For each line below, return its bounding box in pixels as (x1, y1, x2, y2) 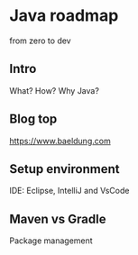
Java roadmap (9, 5, 119, 26)
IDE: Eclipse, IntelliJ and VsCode (9, 186, 130, 196)
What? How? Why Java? (9, 85, 99, 96)
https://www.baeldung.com (9, 135, 111, 146)
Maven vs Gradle (9, 211, 106, 226)
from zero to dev (9, 35, 71, 46)
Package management (9, 235, 93, 246)
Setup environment (9, 161, 120, 177)
